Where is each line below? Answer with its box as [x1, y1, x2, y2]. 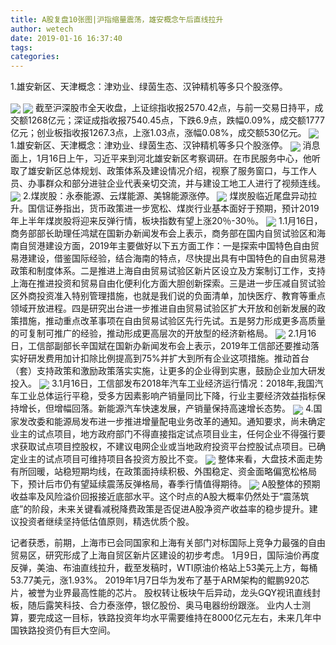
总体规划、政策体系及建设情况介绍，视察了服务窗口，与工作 [62, 164, 308, 176]
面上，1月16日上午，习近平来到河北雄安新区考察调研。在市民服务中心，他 [10, 152, 313, 164]
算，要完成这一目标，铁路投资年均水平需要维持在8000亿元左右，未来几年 [10, 611, 313, 623]
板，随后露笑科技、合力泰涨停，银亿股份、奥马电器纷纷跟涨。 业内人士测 [10, 599, 311, 611]
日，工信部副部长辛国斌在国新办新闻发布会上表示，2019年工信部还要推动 [10, 340, 311, 352]
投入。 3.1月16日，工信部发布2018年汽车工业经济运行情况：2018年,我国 [10, 377, 315, 390]
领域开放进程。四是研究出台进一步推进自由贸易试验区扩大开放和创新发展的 [10, 302, 317, 314]
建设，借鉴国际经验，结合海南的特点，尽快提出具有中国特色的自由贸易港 [27, 252, 326, 264]
